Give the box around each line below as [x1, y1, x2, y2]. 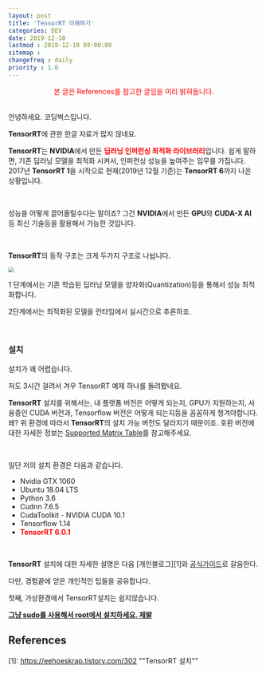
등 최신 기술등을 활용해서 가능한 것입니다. [8, 218, 136, 228]
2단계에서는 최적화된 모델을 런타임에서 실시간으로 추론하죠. [8, 307, 192, 316]
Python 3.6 [19, 493, 56, 503]
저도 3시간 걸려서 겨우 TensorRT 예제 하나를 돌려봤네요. [8, 381, 182, 390]
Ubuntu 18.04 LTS [19, 485, 79, 494]
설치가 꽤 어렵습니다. [8, 364, 72, 374]
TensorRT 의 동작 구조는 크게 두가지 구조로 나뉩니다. [8, 251, 171, 260]
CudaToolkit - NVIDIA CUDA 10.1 [19, 510, 125, 520]
